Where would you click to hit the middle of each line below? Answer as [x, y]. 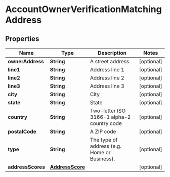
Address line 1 [108, 70]
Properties [22, 39]
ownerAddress [26, 61]
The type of [104, 140]
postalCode [22, 131]
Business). [103, 159]
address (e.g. [106, 146]
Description [112, 53]
